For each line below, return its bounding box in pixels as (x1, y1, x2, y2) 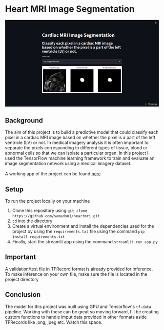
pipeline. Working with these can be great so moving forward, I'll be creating (5, 308, 159, 314)
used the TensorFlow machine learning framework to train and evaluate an (5, 155, 155, 161)
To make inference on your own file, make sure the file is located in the (5, 271, 147, 277)
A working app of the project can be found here (5, 171, 101, 177)
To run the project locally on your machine (5, 198, 90, 204)
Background (5, 116, 43, 124)
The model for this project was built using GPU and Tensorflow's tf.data (5, 304, 151, 309)
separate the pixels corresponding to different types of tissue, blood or (5, 145, 148, 151)
